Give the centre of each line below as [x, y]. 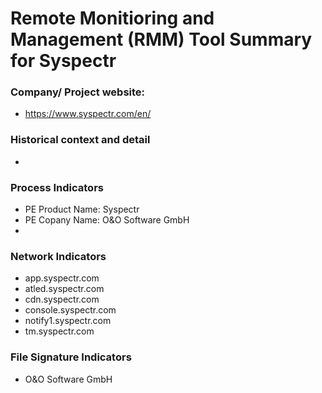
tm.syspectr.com [59, 331]
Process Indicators [57, 187]
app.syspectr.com [62, 278]
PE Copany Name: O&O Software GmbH [107, 220]
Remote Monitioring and [112, 18]
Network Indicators [58, 256]
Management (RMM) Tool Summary [161, 39]
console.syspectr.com [70, 310]
